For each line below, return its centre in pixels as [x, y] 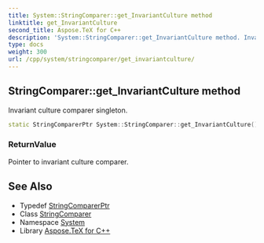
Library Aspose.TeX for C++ [65, 230]
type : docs [26, 45]
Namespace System [52, 222]
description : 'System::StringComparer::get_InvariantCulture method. [125, 37]
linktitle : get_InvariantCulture [63, 23]
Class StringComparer [55, 214]
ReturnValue [32, 145]
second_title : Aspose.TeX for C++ [65, 30]
